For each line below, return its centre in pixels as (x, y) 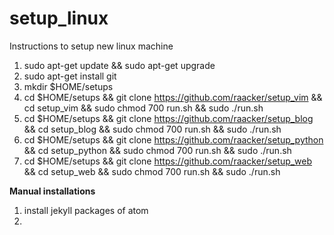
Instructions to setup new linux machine (91, 46)
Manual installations (52, 191)
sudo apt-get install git (70, 76)
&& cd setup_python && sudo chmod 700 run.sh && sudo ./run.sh (157, 150)
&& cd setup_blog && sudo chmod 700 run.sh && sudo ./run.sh (152, 129)
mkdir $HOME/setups (68, 86)
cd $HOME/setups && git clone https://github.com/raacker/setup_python (173, 139)
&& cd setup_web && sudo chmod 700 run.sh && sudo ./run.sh (152, 171)
